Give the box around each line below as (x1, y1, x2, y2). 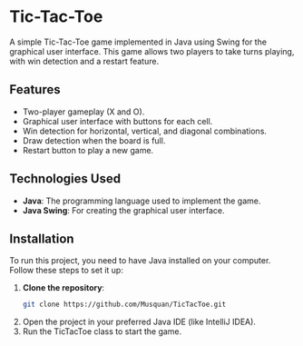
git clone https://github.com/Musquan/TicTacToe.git (22, 300, 227, 310)
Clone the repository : (22, 282, 105, 293)
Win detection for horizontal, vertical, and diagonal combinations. (22, 125, 268, 136)
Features (9, 82, 61, 97)
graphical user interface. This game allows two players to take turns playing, (9, 45, 295, 56)
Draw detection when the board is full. (22, 134, 166, 146)
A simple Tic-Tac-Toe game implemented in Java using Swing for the (9, 36, 268, 47)
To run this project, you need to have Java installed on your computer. (9, 255, 271, 266)
